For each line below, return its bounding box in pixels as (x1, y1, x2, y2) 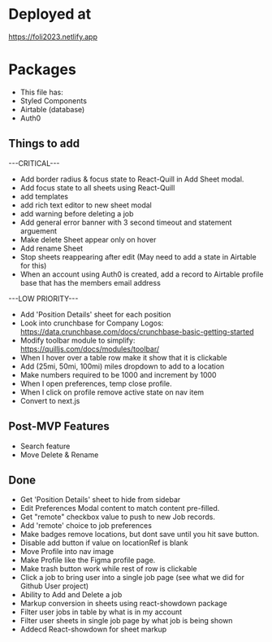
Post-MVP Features (8, 420, 110, 434)
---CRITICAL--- (8, 158, 60, 168)
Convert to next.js (19, 395, 80, 405)
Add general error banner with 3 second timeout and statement (19, 217, 232, 227)
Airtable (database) (19, 104, 85, 114)
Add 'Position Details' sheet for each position (19, 309, 172, 319)
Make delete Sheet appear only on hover (19, 234, 157, 244)
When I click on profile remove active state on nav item (19, 387, 205, 397)
